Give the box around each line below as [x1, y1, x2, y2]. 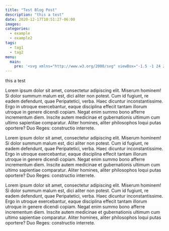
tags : [5, 40, 17, 45]
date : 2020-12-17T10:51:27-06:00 [5, 17, 75, 22]
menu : [5, 54, 17, 60]
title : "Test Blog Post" [5, 7, 57, 13]
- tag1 [10, 45, 24, 50]
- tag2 [10, 50, 24, 55]
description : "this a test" [5, 12, 64, 17]
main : [10, 59, 22, 64]
